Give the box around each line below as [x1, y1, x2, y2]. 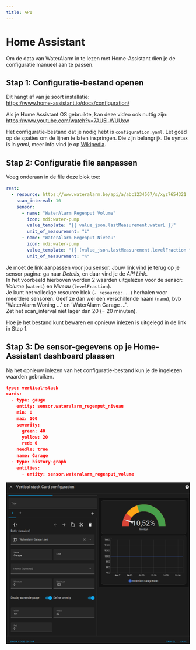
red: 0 [21, 441, 38, 446]
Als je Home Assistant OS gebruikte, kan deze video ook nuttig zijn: [6, 111, 168, 118]
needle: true [16, 446, 48, 453]
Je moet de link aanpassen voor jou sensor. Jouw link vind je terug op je [6, 264, 180, 271]
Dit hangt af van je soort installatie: [6, 94, 90, 101]
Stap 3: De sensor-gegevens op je [6, 342, 132, 352]
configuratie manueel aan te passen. [6, 61, 94, 68]
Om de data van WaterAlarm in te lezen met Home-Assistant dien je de [6, 54, 176, 61]
